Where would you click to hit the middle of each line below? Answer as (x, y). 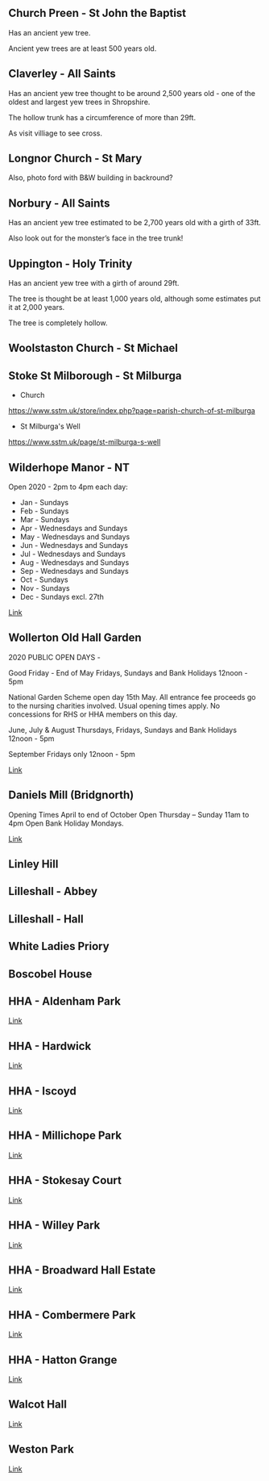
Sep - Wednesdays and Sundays (74, 571)
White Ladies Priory (59, 946)
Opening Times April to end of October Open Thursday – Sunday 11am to (129, 814)
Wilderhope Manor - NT (69, 467)
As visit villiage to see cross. (56, 133)
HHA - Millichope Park (65, 1136)
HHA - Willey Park (54, 1226)
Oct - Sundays (44, 579)
